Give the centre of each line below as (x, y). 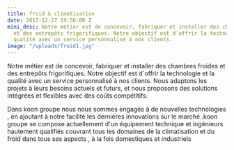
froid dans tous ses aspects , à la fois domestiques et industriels (99, 139)
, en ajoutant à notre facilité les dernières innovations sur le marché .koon (112, 117)
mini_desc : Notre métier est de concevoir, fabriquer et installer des (113, 27)
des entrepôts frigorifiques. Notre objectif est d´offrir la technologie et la (111, 73)
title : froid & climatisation (51, 14)
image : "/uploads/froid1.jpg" (51, 46)
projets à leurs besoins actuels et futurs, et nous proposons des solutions (112, 88)
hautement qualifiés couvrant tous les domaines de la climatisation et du (111, 131)
